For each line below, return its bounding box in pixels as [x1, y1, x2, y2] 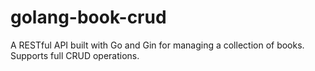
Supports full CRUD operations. [10, 49, 140, 61]
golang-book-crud [10, 6, 167, 29]
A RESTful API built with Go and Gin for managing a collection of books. [10, 39, 305, 51]
